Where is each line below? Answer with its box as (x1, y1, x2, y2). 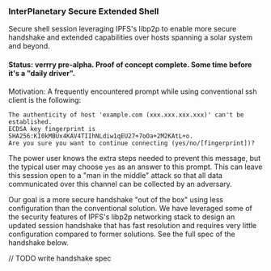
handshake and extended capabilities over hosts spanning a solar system (8, 32, 253, 42)
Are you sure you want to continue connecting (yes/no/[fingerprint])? (8, 139, 255, 147)
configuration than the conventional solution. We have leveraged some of (8, 203, 253, 213)
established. (8, 117, 53, 126)
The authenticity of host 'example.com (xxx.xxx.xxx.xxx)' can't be (8, 111, 244, 119)
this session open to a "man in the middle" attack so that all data (8, 170, 222, 180)
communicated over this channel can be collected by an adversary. (8, 179, 232, 188)
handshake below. (8, 237, 69, 248)
